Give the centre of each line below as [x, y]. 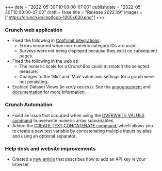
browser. [21, 164]
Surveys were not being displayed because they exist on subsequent [88, 51]
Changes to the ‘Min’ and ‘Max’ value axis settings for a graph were [87, 77]
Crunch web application [34, 30]
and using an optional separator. [44, 136]
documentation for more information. [49, 92]
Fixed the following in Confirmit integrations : [56, 40]
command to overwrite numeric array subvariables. [63, 120]
